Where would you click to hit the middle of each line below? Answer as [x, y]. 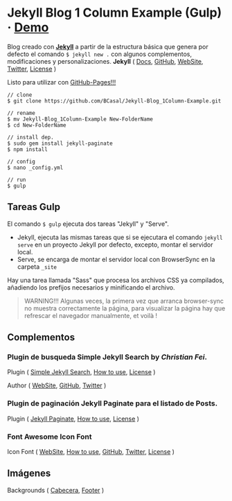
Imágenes [29, 474]
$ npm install [28, 149]
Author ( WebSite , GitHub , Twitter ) [57, 385]
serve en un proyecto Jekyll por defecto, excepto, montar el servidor [115, 245]
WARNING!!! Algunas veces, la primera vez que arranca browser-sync [124, 301]
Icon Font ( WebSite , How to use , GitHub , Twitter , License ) [91, 452]
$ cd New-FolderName [37, 125]
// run [17, 179]
